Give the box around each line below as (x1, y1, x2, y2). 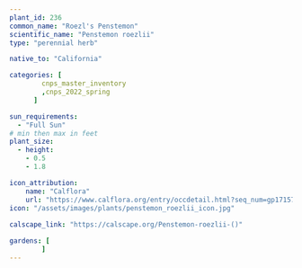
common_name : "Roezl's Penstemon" (9, 22, 139, 31)
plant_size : (9, 137, 54, 147)
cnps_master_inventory (41, 79, 127, 88)
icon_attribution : (9, 178, 78, 187)
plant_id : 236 (9, 13, 63, 22)
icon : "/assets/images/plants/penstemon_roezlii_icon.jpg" (9, 203, 235, 212)
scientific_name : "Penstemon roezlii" (9, 30, 155, 39)
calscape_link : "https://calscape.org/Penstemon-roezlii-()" (9, 220, 244, 229)
